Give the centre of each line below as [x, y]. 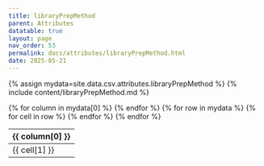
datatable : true [36, 31]
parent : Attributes [41, 23]
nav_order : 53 [32, 46]
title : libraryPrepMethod [52, 16]
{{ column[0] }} [42, 136]
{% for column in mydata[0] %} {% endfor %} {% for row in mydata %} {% [132, 108]
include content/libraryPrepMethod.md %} [79, 92]
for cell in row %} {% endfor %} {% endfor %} [85, 116]
